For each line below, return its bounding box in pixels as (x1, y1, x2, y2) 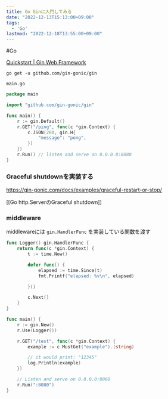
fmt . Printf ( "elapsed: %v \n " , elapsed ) (38, 273, 135, 279)
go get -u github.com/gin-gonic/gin (6, 70, 97, 76)
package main (6, 91, 39, 97)
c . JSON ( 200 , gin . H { (27, 129, 76, 135)
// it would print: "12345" (27, 354, 97, 361)
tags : (6, 20, 20, 26)
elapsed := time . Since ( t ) (38, 267, 102, 273)
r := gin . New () (17, 321, 55, 328)
